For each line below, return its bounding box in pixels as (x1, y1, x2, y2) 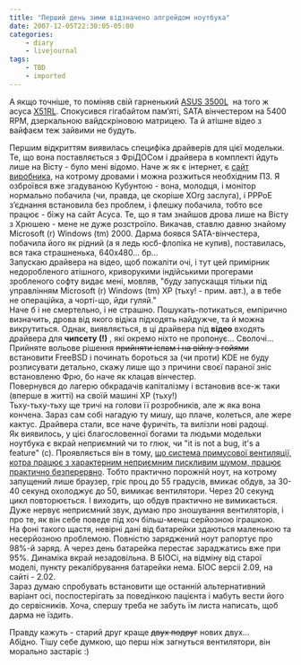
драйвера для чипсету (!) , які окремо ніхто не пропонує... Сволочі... (9, 333, 274, 344)
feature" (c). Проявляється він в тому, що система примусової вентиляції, (9, 447, 292, 458)
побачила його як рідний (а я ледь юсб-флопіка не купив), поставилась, (9, 237, 287, 248)
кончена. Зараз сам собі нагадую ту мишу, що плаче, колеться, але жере (9, 409, 292, 420)
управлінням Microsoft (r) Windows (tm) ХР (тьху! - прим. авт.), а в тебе (9, 284, 282, 296)
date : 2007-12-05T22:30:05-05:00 (9, 22, 134, 31)
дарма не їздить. (9, 609, 73, 620)
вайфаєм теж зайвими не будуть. (9, 125, 137, 136)
